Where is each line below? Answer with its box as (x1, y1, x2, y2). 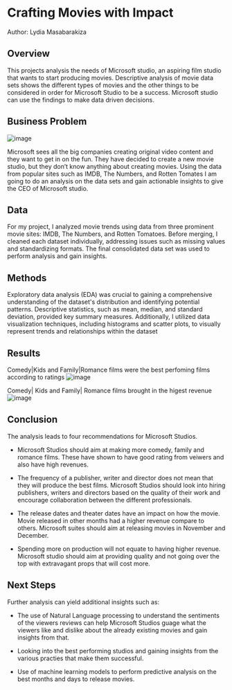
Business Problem (7, 116, 87, 127)
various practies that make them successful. (17, 654, 144, 662)
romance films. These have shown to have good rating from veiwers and (17, 453, 224, 461)
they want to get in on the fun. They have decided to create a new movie (7, 154, 215, 163)
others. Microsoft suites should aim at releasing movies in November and (17, 524, 226, 532)
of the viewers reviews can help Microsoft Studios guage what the (17, 618, 206, 627)
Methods (7, 272, 47, 284)
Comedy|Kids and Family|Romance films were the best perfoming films (7, 365, 211, 374)
